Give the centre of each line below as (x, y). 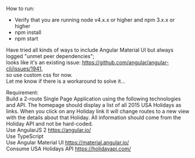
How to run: (20, 9)
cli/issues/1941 (24, 69)
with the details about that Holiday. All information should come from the (94, 117)
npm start (26, 38)
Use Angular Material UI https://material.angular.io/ (68, 142)
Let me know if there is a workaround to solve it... (66, 81)
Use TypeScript (25, 136)
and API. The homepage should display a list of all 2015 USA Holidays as (94, 105)
